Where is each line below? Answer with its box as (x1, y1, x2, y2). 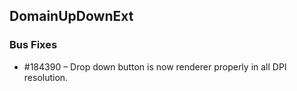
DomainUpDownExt (9, 8, 134, 25)
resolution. (23, 71, 69, 83)
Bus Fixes (9, 38, 58, 52)
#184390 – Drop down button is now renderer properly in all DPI (23, 60, 287, 73)
